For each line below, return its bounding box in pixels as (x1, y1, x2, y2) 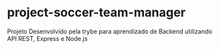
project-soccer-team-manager (7, 5, 186, 20)
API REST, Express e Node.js (7, 34, 88, 42)
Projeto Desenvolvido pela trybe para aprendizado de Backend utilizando (7, 27, 213, 35)
